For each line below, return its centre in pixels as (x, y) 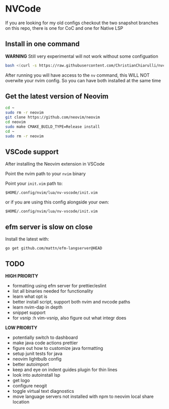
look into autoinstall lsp (36, 375)
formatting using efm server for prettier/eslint (59, 286)
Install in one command (43, 44)
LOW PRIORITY (21, 328)
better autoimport (31, 364)
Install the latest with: (27, 239)
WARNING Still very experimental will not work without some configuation (82, 56)
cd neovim (16, 122)
